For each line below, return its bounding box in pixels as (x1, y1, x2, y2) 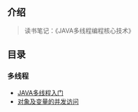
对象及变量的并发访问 (17, 97, 79, 106)
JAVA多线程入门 (17, 88, 64, 97)
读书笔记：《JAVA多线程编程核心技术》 (24, 26, 135, 35)
